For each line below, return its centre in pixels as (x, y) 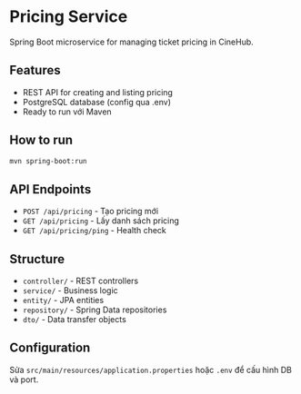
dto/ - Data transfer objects (75, 320)
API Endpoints (50, 189)
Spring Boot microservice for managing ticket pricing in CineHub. (132, 42)
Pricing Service (69, 17)
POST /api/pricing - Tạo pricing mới (90, 212)
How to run (41, 140)
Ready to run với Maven (67, 112)
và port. (24, 379)
